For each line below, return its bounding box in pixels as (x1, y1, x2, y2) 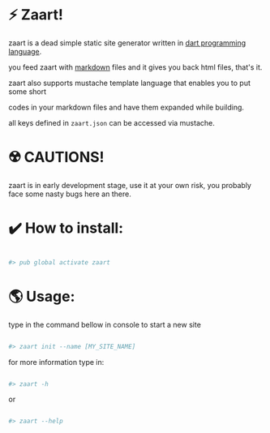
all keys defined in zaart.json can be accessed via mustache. (8, 118, 215, 127)
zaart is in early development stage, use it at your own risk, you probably (8, 180, 251, 190)
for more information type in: (8, 357, 105, 367)
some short (8, 86, 47, 96)
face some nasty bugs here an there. (8, 189, 131, 199)
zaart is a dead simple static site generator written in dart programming (8, 37, 246, 48)
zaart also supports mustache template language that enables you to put (8, 78, 251, 88)
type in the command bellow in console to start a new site (8, 319, 201, 329)
